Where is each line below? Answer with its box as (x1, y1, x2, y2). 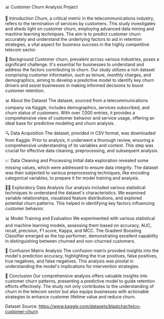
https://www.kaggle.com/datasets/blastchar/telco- (38, 303, 141, 309)
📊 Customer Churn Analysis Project (5, 4, 78, 10)
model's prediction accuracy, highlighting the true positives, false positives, (5, 253, 158, 258)
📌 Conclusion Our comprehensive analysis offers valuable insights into (5, 273, 148, 279)
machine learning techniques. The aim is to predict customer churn (5, 31, 141, 37)
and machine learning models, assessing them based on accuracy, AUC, (5, 223, 152, 228)
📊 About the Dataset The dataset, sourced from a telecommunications (5, 97, 148, 103)
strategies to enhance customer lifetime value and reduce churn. (5, 294, 136, 299)
